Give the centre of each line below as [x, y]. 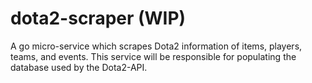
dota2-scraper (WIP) [98, 18]
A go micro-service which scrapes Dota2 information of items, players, [156, 46]
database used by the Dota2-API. [79, 67]
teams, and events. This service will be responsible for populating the [153, 56]
